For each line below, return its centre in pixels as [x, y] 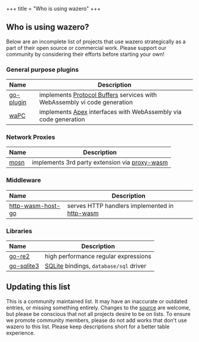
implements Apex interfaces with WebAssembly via [110, 112]
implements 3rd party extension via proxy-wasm [100, 163]
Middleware [24, 180]
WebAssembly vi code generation [86, 102]
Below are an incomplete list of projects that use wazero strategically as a [96, 42]
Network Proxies [31, 137]
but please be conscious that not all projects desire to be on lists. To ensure [98, 313]
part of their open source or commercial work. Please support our [86, 47]
